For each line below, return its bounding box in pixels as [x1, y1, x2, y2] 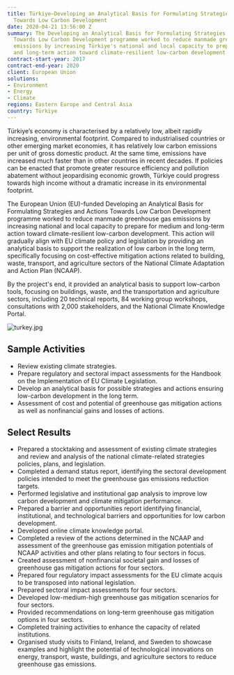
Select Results [7, 426, 71, 438]
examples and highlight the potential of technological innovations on [17, 645, 214, 653]
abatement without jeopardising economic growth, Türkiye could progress [7, 171, 220, 179]
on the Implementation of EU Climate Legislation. [17, 376, 158, 385]
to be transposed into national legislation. [17, 579, 136, 587]
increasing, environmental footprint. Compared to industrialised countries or [7, 134, 225, 142]
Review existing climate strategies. [17, 362, 117, 370]
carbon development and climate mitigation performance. [17, 497, 183, 505]
